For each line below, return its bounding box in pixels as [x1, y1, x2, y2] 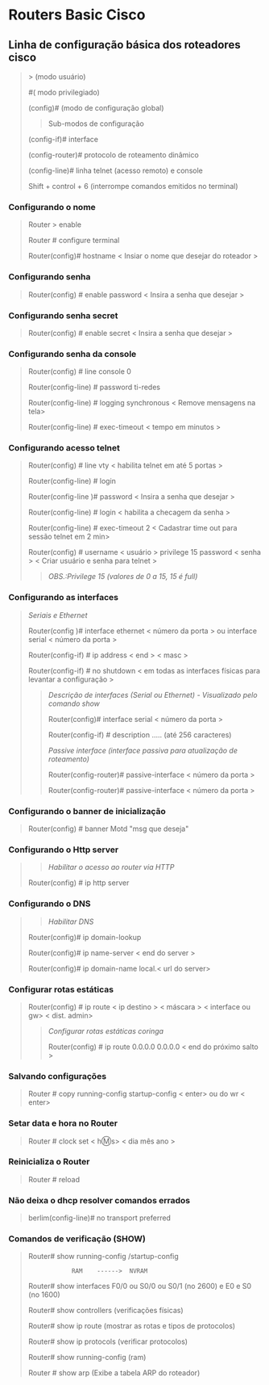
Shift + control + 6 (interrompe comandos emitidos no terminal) [27, 182, 239, 191]
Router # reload [27, 1174, 81, 1184]
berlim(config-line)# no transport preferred [27, 1213, 172, 1223]
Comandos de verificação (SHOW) [8, 1233, 147, 1244]
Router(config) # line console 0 [27, 367, 131, 376]
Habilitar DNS [48, 917, 94, 926]
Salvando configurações [8, 1070, 107, 1081]
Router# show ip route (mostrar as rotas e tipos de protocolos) [27, 1321, 236, 1331]
